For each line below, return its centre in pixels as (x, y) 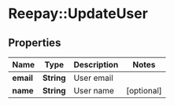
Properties (35, 43)
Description (96, 65)
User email (94, 78)
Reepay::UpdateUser (78, 14)
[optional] (144, 91)
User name (94, 91)
